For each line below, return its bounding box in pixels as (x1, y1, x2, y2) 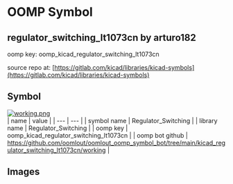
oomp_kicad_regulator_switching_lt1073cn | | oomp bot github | (7, 131, 189, 139)
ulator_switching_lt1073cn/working (7, 146, 106, 154)
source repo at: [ (7, 64, 55, 71)
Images (7, 166, 40, 178)
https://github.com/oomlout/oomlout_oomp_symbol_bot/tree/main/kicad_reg (7, 138, 226, 147)
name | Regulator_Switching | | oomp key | (7, 124, 128, 132)
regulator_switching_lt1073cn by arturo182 (7, 32, 196, 44)
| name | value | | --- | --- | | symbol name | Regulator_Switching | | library (7, 116, 218, 125)
